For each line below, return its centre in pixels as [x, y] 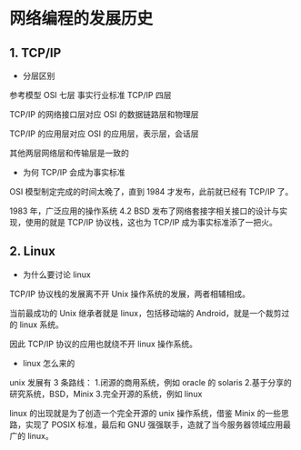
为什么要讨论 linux [56, 275]
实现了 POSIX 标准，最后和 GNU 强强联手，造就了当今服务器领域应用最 [158, 425]
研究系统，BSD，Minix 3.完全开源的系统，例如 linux [106, 394]
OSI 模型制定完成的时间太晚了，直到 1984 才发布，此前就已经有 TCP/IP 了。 [151, 191]
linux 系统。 [41, 325]
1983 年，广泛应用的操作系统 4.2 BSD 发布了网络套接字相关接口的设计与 [145, 211]
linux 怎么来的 [49, 363]
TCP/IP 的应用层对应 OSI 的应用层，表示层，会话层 [104, 134]
